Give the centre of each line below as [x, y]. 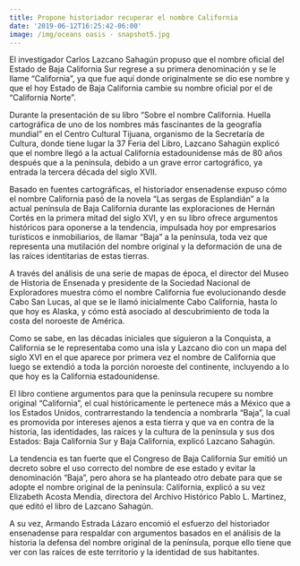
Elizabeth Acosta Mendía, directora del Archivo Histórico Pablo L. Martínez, [148, 497]
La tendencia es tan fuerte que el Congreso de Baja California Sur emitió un [149, 459]
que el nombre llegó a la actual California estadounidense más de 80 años [146, 153]
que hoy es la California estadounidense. [85, 376]
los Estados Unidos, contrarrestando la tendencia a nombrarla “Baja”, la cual [150, 413]
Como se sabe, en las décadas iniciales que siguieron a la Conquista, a [140, 339]
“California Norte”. [43, 98]
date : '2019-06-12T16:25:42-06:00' [76, 26]
